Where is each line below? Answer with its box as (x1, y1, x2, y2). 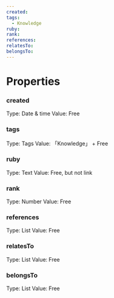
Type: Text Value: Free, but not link (6, 169, 93, 176)
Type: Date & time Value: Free (6, 110, 80, 117)
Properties (6, 74, 60, 88)
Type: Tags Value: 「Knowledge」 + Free (6, 140, 109, 147)
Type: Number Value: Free (6, 198, 71, 205)
